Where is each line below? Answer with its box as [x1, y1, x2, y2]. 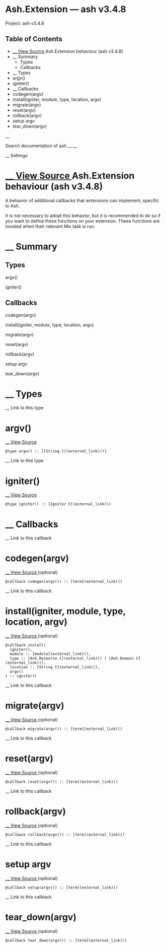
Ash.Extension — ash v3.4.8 [5, 4, 127, 15]
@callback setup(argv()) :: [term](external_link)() [5, 885, 118, 890]
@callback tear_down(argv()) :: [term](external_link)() [5, 938, 127, 943]
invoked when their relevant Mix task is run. [5, 223, 96, 229]
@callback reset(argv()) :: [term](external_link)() [5, 779, 118, 784]
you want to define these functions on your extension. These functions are [5, 218, 160, 224]
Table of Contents [5, 35, 63, 43]
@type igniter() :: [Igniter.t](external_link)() [5, 502, 112, 507]
